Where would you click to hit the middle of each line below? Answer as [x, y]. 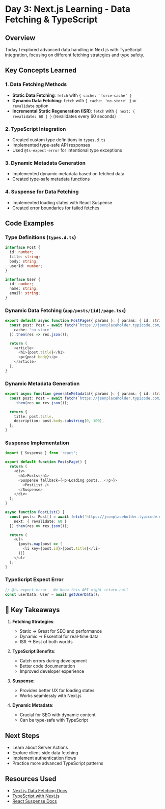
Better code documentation [47, 666]
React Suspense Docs [35, 801]
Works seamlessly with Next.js [51, 696]
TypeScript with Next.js [36, 796]
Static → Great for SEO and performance [61, 631]
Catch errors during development [53, 661]
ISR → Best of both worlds [46, 642]
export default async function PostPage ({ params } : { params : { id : [78, 321]
